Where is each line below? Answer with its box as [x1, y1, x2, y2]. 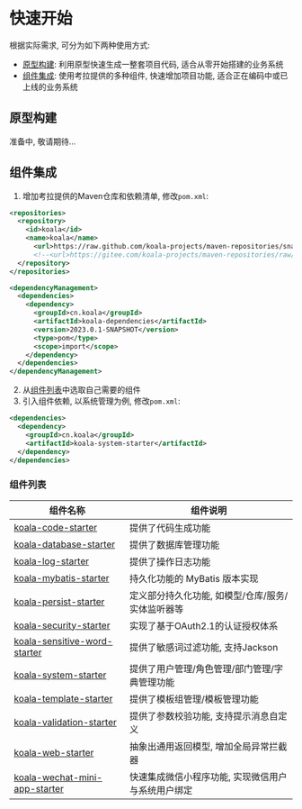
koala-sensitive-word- [13, 634, 113, 647]
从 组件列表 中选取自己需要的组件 [22, 385, 141, 395]
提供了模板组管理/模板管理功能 [129, 693, 259, 705]
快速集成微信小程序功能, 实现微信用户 [129, 770, 288, 783]
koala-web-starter [13, 746, 94, 759]
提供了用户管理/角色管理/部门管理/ [129, 662, 275, 675]
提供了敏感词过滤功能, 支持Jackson [129, 641, 279, 653]
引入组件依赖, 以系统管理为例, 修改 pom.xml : [22, 395, 181, 406]
